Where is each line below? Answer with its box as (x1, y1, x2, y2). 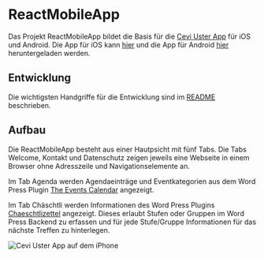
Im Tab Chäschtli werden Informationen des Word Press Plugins (8, 200, 215, 210)
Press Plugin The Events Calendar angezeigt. (8, 185, 154, 194)
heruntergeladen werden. (8, 48, 91, 58)
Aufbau (8, 124, 46, 137)
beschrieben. (8, 100, 51, 110)
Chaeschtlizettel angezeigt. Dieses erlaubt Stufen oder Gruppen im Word (8, 208, 244, 218)
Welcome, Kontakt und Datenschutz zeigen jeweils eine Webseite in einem (8, 152, 250, 163)
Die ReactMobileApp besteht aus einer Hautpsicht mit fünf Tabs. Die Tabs (8, 144, 247, 154)
